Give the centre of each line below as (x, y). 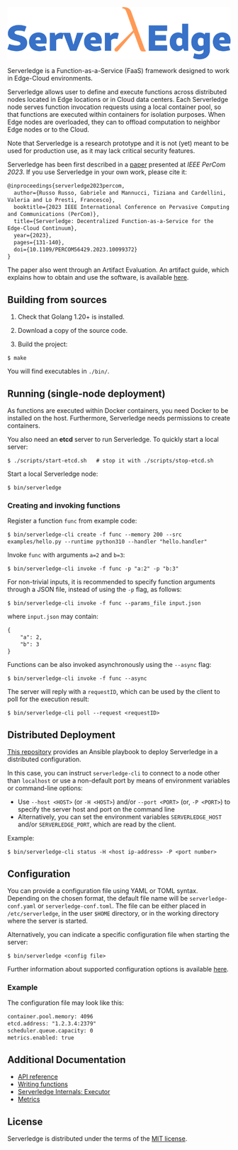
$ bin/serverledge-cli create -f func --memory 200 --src (95, 535)
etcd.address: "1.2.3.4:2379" (52, 1024)
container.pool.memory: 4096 (50, 1017)
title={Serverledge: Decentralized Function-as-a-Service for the (114, 222)
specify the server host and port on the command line (96, 809)
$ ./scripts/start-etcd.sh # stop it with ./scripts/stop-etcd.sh (110, 461)
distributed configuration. (44, 759)
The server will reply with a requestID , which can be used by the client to (114, 692)
